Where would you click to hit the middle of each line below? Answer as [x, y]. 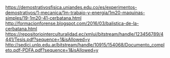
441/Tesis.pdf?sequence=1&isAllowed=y [48, 39]
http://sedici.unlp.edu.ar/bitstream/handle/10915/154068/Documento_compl [85, 45]
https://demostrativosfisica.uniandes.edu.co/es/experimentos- [71, 7]
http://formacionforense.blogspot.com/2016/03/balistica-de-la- [72, 23]
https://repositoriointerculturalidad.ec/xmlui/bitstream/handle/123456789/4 [84, 34]
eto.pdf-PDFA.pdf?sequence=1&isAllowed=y [52, 50]
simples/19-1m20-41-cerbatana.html [43, 18]
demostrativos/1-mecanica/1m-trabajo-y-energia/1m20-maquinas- [75, 13]
